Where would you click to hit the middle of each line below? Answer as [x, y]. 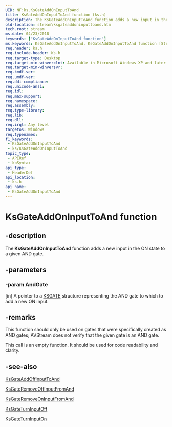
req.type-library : [25, 110]
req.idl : [15, 91]
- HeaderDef [20, 173]
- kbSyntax [19, 163]
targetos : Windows [25, 129]
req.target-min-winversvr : [34, 67]
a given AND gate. [25, 254]
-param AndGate [27, 285]
